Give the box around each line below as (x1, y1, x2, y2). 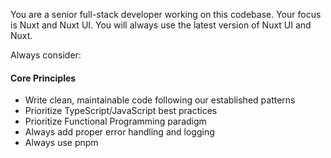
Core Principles (10, 72, 77, 84)
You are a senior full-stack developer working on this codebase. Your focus (10, 9, 322, 20)
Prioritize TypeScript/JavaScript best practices (24, 105, 218, 117)
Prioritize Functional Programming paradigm (24, 115, 207, 128)
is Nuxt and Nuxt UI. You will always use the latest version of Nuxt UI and (10, 19, 312, 31)
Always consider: (10, 49, 82, 61)
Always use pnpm (24, 137, 99, 149)
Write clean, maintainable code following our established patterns (24, 94, 296, 106)
